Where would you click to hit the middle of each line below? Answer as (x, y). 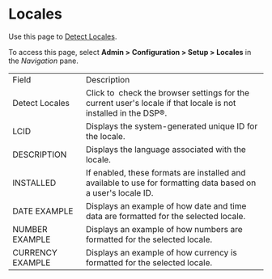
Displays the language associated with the (166, 149)
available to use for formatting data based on (171, 183)
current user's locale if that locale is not (161, 103)
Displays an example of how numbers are (164, 229)
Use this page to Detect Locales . (63, 36)
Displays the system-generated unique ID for (172, 126)
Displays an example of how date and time (166, 205)
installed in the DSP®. (126, 112)
